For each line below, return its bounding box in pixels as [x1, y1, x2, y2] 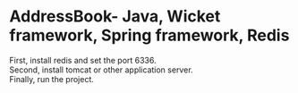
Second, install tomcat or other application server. [9, 64, 194, 75]
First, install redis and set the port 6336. [9, 55, 157, 65]
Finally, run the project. [9, 73, 94, 84]
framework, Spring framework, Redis [9, 25, 290, 46]
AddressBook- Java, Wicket [9, 6, 221, 27]
